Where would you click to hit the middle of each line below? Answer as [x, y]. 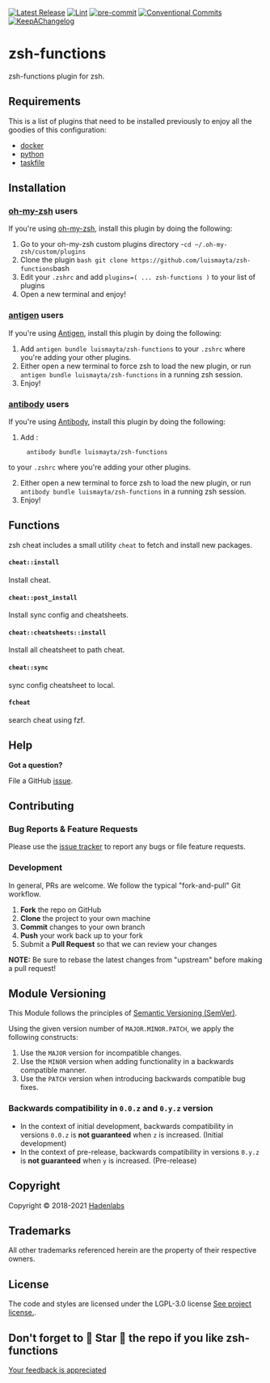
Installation [37, 188]
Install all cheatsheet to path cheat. [67, 650]
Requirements [44, 102]
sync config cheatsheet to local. [62, 685]
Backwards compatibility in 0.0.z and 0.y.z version [111, 1109]
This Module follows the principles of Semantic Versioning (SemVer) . [123, 1013]
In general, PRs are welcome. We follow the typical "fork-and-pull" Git [124, 885]
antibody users [39, 404]
